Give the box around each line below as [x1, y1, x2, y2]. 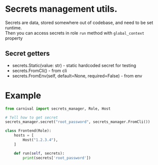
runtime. [5, 24, 22, 30]
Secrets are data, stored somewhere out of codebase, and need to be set [5, 20, 154, 25]
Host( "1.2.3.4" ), [23, 138, 58, 142]
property [5, 35, 23, 41]
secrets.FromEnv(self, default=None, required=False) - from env [12, 72, 142, 79]
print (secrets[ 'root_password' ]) [23, 155, 91, 160]
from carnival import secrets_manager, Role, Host [5, 106, 111, 111]
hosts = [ [14, 133, 34, 138]
